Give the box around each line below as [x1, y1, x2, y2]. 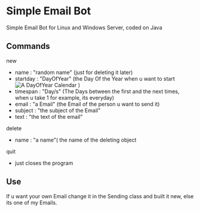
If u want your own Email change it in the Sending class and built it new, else [6, 192, 194, 199]
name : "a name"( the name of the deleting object [14, 136, 137, 143]
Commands [6, 41, 51, 51]
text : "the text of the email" [14, 113, 83, 120]
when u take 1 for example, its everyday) [14, 94, 115, 101]
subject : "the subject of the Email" [14, 106, 101, 114]
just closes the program [14, 159, 73, 167]
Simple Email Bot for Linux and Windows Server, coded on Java [6, 24, 162, 31]
